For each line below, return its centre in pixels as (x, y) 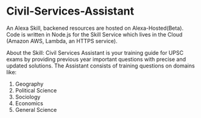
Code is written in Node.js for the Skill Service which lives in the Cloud (94, 34)
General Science (36, 109)
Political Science (36, 90)
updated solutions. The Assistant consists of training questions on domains (100, 66)
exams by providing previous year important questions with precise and (96, 59)
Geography (29, 84)
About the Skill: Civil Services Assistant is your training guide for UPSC (95, 52)
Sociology (28, 97)
